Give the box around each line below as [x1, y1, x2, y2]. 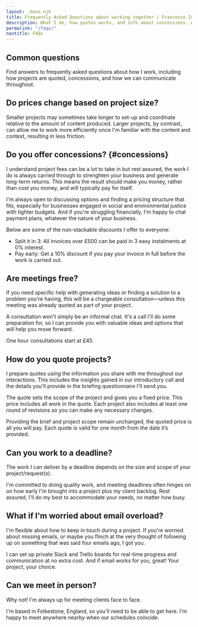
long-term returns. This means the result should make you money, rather [6, 178, 183, 185]
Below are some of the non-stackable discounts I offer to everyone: [6, 226, 170, 233]
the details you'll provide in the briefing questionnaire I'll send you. [6, 383, 168, 390]
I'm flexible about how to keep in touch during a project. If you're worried [6, 526, 184, 534]
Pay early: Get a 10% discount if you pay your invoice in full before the [14, 250, 186, 257]
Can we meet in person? [6, 580, 97, 590]
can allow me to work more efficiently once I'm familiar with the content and [6, 126, 190, 133]
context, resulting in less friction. [6, 132, 86, 140]
